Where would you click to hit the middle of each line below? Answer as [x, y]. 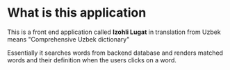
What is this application [77, 13]
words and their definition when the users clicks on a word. [92, 60]
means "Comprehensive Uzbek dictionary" [68, 39]
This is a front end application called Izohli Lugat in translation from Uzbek [114, 32]
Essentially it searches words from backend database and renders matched [115, 53]
